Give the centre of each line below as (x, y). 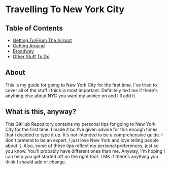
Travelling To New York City (65, 9)
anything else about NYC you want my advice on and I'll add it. (71, 96)
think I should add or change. (36, 162)
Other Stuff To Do (31, 56)
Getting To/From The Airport (42, 40)
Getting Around (28, 46)
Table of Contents (34, 28)
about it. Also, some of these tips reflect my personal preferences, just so (82, 146)
